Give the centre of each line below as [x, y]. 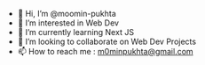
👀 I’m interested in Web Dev [68, 23]
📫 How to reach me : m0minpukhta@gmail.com [105, 51]
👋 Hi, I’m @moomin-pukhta [67, 14]
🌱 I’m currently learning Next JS [76, 32]
